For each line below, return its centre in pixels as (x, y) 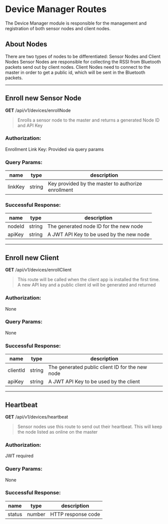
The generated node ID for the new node (95, 226)
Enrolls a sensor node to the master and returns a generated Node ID (88, 120)
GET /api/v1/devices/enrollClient (38, 270)
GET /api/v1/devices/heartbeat (37, 417)
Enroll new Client (32, 258)
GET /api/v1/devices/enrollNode (38, 110)
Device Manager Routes (56, 9)
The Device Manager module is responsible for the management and (76, 23)
